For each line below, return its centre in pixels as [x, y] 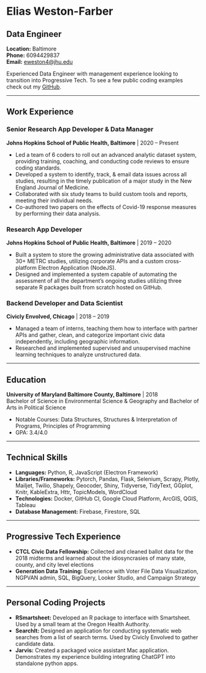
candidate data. [35, 643]
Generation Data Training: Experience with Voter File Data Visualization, [107, 571]
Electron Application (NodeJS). [77, 267]
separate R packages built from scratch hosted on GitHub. [89, 287]
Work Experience [40, 112]
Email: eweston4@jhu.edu [40, 62]
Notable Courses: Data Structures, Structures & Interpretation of [96, 420]
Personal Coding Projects [56, 603]
